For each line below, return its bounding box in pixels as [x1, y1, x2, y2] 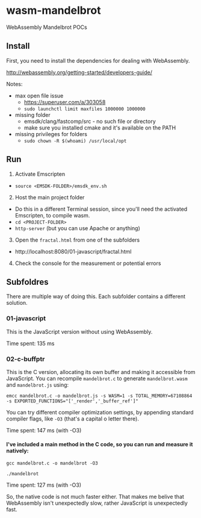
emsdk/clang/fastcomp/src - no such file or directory [23, 117, 156, 125]
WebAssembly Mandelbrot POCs [6, 23, 87, 31]
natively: [6, 447, 29, 454]
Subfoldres [6, 276, 49, 287]
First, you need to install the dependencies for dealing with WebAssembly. [6, 57, 190, 64]
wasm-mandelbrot [6, 4, 101, 17]
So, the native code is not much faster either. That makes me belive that [6, 493, 185, 501]
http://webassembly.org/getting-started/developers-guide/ [6, 69, 152, 76]
